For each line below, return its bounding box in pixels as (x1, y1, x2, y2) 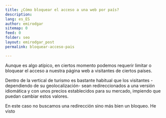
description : (5, 12, 32, 17)
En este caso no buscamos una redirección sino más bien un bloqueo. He (5, 103, 156, 109)
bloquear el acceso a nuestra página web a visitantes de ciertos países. (5, 68, 153, 74)
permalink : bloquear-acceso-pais (5, 44, 75, 49)
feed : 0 (5, 30, 21, 35)
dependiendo (5, 83, 33, 89)
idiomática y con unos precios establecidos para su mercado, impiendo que (5, 88, 161, 94)
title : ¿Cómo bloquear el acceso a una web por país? (5, 7, 120, 12)
